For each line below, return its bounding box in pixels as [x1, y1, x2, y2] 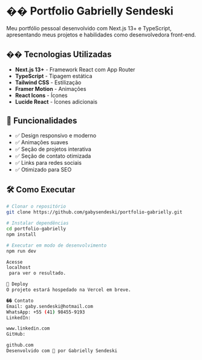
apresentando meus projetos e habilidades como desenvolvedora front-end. [6, 31, 197, 38]
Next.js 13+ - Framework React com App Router [15, 65, 135, 73]
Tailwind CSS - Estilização [15, 79, 82, 86]
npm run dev [6, 248, 36, 254]
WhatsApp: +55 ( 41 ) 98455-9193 [6, 309, 85, 315]
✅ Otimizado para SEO [15, 165, 72, 173]
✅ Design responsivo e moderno [15, 132, 97, 139]
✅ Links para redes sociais [15, 159, 82, 166]
